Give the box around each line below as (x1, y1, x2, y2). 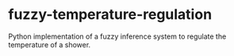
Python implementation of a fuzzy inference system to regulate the (8, 32, 227, 41)
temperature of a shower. (8, 39, 91, 49)
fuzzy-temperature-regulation (8, 6, 213, 24)
